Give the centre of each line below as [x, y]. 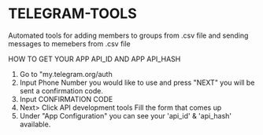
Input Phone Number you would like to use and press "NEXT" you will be [137, 82]
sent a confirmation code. [61, 90]
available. [35, 124]
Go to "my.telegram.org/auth [66, 74]
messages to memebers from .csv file [70, 43]
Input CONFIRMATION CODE [66, 99]
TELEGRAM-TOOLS [72, 14]
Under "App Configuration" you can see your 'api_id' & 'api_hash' [126, 115]
